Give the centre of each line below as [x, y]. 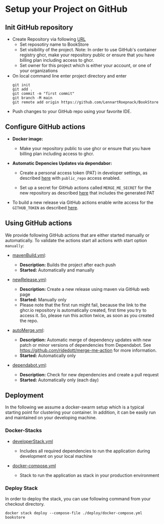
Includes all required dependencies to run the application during [85, 451]
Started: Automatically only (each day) [59, 380]
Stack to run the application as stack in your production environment [89, 475]
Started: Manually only [43, 299]
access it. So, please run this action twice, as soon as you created [87, 315]
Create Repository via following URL [49, 39]
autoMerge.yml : [28, 330]
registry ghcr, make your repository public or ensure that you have [87, 55]
